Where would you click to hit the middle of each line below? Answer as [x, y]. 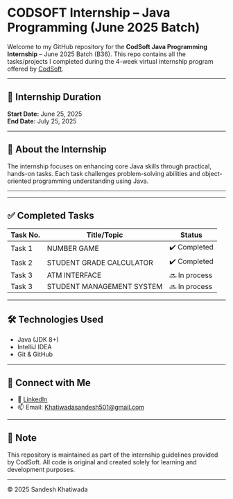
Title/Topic [105, 235]
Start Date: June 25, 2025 [45, 114]
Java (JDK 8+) [38, 340]
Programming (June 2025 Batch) [103, 27]
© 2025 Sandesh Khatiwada [48, 489]
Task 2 [22, 263]
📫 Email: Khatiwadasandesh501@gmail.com [80, 407]
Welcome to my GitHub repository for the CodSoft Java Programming [107, 46]
